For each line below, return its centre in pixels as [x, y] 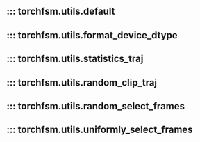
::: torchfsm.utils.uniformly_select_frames [100, 130]
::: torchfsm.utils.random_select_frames [96, 106]
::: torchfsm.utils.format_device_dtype [92, 35]
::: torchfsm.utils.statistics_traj [75, 59]
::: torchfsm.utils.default [61, 11]
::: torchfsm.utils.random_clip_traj [82, 82]
